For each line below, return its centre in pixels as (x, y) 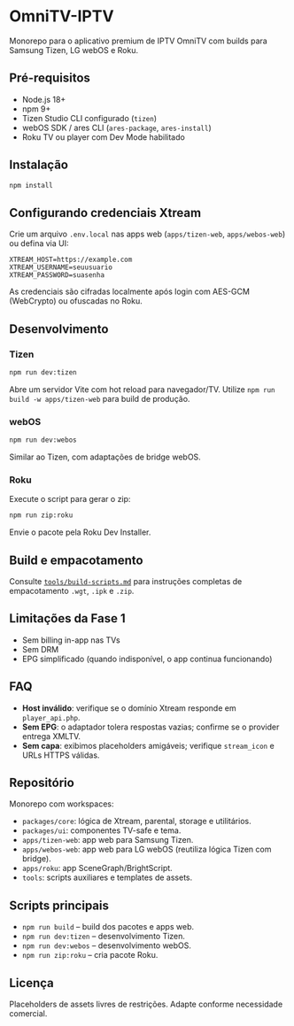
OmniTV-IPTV (62, 16)
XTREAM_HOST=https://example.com (71, 260)
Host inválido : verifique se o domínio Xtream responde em (129, 708)
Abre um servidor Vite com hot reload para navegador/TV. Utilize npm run (143, 389)
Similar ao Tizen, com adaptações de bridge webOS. (105, 457)
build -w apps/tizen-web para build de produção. (100, 398)
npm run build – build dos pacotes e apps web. (108, 927)
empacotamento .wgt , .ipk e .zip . (72, 590)
